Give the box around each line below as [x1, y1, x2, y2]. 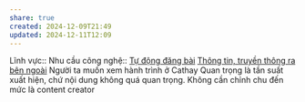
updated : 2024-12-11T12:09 [9, 30, 112, 39]
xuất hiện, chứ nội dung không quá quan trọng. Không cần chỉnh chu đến [9, 75, 284, 86]
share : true [9, 13, 55, 23]
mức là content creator [9, 84, 96, 96]
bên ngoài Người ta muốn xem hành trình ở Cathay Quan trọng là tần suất [9, 65, 284, 76]
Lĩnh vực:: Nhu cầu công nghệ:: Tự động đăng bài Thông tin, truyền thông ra [9, 56, 296, 66]
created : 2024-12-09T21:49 [9, 22, 112, 31]
